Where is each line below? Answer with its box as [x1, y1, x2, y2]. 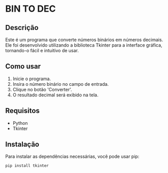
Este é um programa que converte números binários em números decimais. [5, 37, 163, 43]
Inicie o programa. [12, 76, 51, 82]
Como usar [5, 62, 41, 71]
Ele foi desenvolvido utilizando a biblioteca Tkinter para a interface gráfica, [5, 42, 162, 48]
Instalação [5, 140, 40, 149]
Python [12, 120, 28, 126]
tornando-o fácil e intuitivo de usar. [5, 48, 79, 53]
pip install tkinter [5, 163, 49, 168]
